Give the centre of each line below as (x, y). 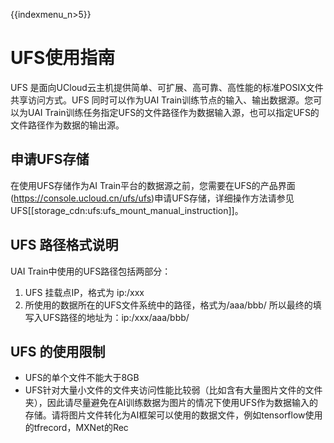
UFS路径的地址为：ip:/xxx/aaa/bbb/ (116, 317)
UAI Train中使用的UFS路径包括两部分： (91, 271)
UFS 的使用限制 (58, 351)
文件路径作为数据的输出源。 (67, 125)
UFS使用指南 (63, 58)
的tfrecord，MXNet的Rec (76, 428)
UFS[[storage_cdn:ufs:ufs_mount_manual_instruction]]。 (127, 210)
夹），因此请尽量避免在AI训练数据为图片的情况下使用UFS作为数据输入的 (171, 403)
